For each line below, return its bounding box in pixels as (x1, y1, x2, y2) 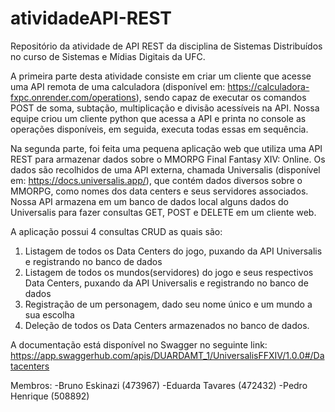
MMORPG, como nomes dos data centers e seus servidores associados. (10, 185, 309, 197)
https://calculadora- (227, 80, 310, 92)
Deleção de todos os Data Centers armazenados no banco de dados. (24, 319, 310, 331)
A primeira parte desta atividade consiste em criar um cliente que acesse (10, 70, 312, 82)
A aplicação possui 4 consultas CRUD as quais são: (10, 225, 223, 237)
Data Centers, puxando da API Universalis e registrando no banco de (24, 277, 309, 289)
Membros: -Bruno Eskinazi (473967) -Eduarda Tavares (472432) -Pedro (10, 379, 308, 391)
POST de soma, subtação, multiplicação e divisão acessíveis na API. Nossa (10, 102, 320, 114)
